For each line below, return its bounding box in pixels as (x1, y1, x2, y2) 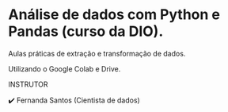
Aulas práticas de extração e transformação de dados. (8, 48, 186, 58)
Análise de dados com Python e (8, 6, 220, 24)
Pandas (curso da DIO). (8, 22, 164, 41)
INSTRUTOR (8, 79, 49, 89)
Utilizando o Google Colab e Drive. (8, 64, 121, 73)
